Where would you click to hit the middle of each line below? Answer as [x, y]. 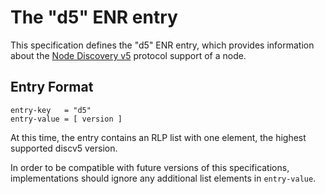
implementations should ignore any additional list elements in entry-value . [163, 178]
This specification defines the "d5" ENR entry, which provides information [162, 45]
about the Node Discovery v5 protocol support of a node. [128, 55]
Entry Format [52, 87]
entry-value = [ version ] [66, 119]
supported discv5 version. [64, 148]
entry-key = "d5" [51, 110]
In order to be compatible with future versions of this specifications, [150, 167]
